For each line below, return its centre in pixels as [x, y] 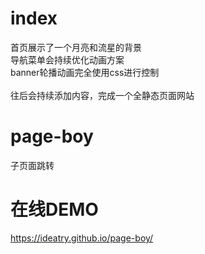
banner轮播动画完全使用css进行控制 [85, 72]
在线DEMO [54, 209]
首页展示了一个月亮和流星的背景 [76, 47]
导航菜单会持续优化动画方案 [67, 59]
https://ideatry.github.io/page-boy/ [82, 238]
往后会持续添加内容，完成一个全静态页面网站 [102, 95]
